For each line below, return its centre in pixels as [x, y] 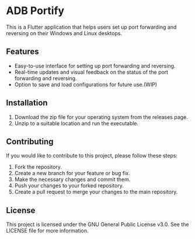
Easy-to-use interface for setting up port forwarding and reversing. [95, 66]
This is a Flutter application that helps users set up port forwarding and [91, 27]
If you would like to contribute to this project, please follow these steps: [92, 156]
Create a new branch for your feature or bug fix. [72, 173]
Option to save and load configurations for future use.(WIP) [86, 84]
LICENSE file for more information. [47, 231]
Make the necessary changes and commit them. [72, 179]
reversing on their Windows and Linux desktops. [64, 33]
